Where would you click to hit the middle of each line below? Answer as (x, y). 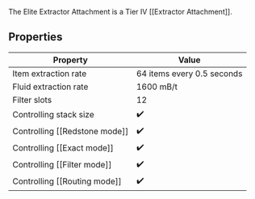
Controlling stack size (53, 115)
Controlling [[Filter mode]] (62, 165)
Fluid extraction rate (50, 87)
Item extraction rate (50, 74)
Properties (36, 37)
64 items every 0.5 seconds (189, 74)
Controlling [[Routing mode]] (67, 181)
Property (71, 60)
